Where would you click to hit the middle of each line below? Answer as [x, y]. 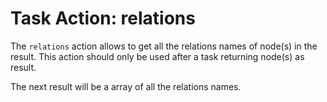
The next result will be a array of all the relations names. [126, 86]
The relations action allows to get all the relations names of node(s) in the [164, 46]
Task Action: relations [103, 18]
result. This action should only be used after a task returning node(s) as [157, 56]
